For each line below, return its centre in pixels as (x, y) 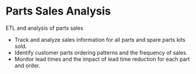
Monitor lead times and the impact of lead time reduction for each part (102, 59)
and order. (27, 66)
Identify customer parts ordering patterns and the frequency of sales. (101, 52)
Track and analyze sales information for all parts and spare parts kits (100, 39)
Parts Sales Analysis (58, 11)
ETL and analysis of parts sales (44, 28)
